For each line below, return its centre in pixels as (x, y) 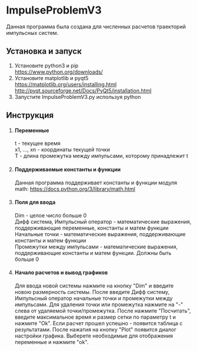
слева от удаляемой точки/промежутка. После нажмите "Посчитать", (103, 310)
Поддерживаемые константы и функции (68, 169)
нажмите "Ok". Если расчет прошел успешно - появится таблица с (98, 323)
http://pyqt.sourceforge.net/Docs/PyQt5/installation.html (83, 90)
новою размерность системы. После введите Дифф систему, (92, 292)
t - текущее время (37, 143)
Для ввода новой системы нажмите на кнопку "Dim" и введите (94, 286)
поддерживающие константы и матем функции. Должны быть (93, 253)
